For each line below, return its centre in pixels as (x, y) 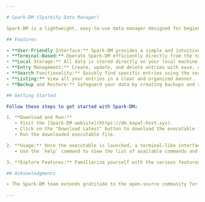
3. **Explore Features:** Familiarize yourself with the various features (103, 162)
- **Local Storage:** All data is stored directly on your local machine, (103, 62)
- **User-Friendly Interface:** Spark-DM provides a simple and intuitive (103, 50)
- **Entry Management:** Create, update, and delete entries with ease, (101, 68)
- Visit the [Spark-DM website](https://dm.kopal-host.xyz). (94, 123)
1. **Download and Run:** (39, 117)
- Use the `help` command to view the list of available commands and (106, 151)
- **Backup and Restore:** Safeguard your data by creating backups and (101, 84)
